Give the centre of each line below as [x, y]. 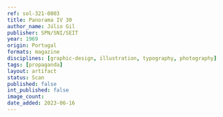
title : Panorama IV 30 [40, 20]
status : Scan [26, 77]
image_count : [26, 97]
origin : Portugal [32, 45]
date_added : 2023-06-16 [41, 103]
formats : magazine [33, 52]
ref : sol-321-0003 [33, 13]
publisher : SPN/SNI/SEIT [43, 33]
